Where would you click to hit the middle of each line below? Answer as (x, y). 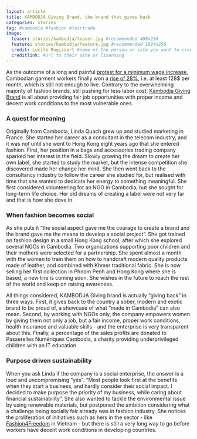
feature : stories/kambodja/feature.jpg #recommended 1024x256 (89, 45)
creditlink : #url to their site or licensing (68, 55)
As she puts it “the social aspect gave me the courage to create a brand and (98, 228)
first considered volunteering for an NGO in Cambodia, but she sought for (95, 187)
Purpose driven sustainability (49, 361)
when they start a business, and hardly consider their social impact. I (89, 386)
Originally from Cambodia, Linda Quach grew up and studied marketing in (95, 131)
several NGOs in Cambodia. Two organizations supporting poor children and (98, 247)
